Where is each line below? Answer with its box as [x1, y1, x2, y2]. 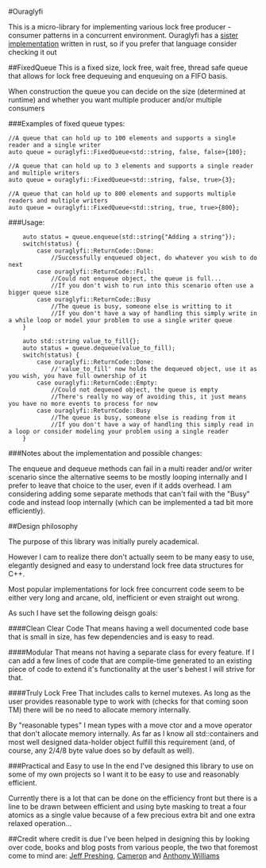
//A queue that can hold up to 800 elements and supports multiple [8, 190, 237, 198]
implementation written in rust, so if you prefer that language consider [8, 39, 237, 48]
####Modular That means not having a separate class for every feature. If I [8, 647, 255, 657]
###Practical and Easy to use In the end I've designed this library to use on [8, 762, 254, 770]
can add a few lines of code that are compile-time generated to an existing [8, 656, 253, 665]
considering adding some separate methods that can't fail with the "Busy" [8, 489, 250, 499]
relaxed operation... [8, 819, 72, 828]
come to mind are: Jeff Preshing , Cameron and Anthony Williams [8, 851, 220, 860]
